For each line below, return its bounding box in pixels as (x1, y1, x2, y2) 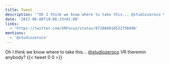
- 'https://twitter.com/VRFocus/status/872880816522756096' (10, 26, 138, 31)
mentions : (5, 30, 26, 35)
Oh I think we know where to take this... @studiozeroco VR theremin (5, 48, 146, 55)
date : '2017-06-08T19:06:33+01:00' (5, 16, 80, 21)
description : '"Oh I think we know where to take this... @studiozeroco (5, 12, 161, 17)
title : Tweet (5, 7, 33, 12)
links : (5, 21, 19, 26)
